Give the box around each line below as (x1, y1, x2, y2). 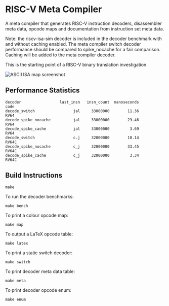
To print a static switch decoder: (5, 250, 73, 256)
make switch (5, 259, 30, 264)
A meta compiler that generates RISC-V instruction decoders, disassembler (5, 20, 162, 26)
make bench (5, 203, 28, 209)
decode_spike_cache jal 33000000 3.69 (5, 126, 139, 131)
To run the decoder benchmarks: (5, 193, 74, 199)
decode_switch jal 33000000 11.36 (5, 108, 139, 114)
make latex (5, 241, 28, 246)
